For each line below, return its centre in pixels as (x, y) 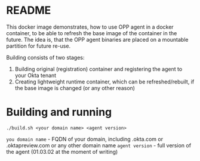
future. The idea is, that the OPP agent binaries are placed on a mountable (97, 39)
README (29, 10)
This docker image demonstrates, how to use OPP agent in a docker (90, 27)
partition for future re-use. (38, 46)
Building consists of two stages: (45, 57)
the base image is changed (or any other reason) (75, 88)
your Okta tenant (36, 75)
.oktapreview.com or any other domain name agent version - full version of (99, 145)
